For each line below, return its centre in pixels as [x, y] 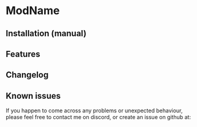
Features [23, 54]
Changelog [27, 75]
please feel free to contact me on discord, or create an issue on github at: [98, 117]
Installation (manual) [46, 33]
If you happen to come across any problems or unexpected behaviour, [94, 110]
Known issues [33, 96]
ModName [33, 11]
